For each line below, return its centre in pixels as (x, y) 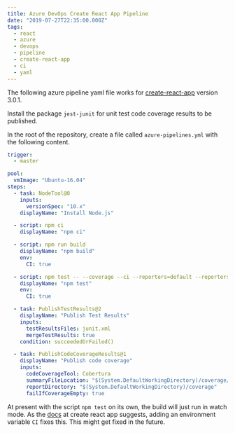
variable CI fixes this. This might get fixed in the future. (86, 422)
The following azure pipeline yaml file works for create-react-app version (113, 92)
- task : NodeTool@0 (42, 193)
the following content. (38, 142)
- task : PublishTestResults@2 (57, 309)
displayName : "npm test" (56, 283)
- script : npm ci (39, 226)
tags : (15, 27)
